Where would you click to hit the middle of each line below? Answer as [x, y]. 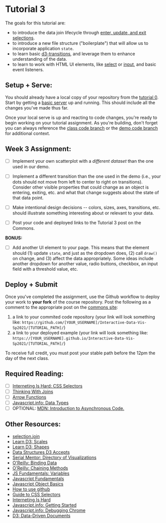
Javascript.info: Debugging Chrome [49, 510]
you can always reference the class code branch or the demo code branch [82, 128]
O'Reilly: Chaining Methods [40, 468]
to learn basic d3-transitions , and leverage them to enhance [74, 54]
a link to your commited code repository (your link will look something [84, 316]
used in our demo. [31, 166]
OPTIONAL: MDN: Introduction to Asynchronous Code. [68, 408]
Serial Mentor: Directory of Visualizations [54, 457]
